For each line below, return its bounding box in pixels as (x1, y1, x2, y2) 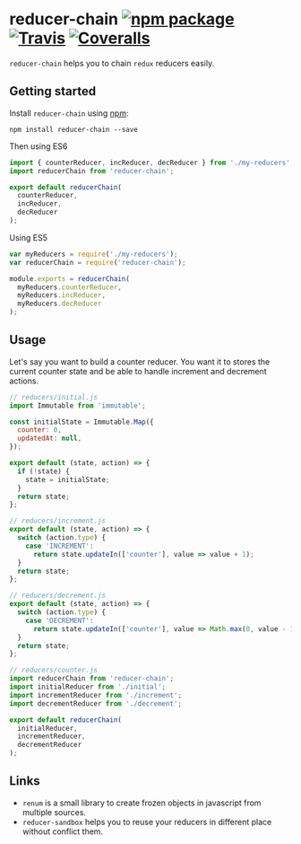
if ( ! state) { (17, 467, 70, 476)
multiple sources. (21, 806, 87, 817)
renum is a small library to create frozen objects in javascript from (21, 797, 262, 808)
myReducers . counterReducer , (17, 283, 123, 292)
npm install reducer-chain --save (9, 125, 139, 134)
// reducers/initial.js (9, 392, 99, 401)
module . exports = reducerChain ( (9, 274, 130, 283)
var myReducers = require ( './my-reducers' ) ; (9, 250, 178, 259)
